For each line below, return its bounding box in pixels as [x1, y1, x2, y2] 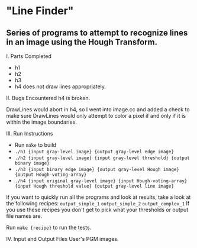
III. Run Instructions [6, 130, 53, 137]
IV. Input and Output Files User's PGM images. [6, 236, 119, 242]
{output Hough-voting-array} [14, 172, 87, 178]
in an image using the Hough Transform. [6, 37, 158, 47]
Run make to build [14, 141, 56, 149]
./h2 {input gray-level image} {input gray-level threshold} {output [14, 155, 190, 161]
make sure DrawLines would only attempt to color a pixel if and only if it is [6, 112, 186, 119]
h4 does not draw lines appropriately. [14, 83, 106, 90]
